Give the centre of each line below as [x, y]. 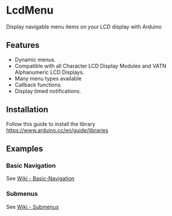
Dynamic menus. [35, 59]
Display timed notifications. [48, 91]
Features [23, 45]
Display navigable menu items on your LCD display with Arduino [84, 27]
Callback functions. [38, 85]
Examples [25, 149]
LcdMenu [30, 10]
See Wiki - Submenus [33, 207]
